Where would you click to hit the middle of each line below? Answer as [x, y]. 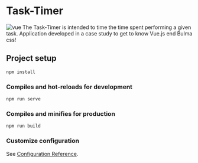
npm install [21, 72]
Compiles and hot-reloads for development [69, 87]
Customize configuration [43, 141]
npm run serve [24, 99]
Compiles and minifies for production [61, 113]
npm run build [24, 126]
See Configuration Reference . [42, 154]
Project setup [32, 58]
